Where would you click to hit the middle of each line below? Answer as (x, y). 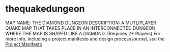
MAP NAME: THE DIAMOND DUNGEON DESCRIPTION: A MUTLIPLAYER (81, 23)
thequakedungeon (45, 9)
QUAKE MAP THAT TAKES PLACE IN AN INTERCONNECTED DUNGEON (80, 28)
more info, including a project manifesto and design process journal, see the (85, 39)
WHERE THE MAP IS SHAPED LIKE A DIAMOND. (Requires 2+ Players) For (83, 33)
